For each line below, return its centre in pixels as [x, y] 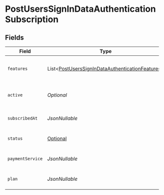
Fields [15, 37]
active [15, 95]
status [15, 138]
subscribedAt [23, 118]
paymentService [25, 158]
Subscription [32, 19]
